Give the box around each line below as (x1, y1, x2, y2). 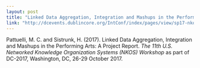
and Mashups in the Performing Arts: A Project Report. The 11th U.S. (6, 42, 173, 50)
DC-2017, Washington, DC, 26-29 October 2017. (6, 55, 123, 63)
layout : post (6, 8, 39, 15)
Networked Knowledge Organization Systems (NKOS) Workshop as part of (6, 49, 189, 56)
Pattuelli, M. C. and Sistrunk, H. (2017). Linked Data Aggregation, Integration (6, 36, 192, 44)
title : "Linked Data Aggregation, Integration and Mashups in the (6, 14, 174, 20)
